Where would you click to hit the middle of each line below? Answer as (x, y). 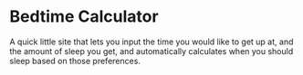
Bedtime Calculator (84, 17)
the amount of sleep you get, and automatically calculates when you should (151, 51)
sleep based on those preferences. (75, 61)
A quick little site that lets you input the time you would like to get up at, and (151, 42)
